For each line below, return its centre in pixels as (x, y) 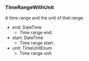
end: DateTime (27, 27)
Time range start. (37, 43)
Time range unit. (36, 53)
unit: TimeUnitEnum (32, 48)
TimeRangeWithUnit (30, 7)
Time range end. (36, 33)
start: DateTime (28, 38)
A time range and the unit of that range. (45, 18)
